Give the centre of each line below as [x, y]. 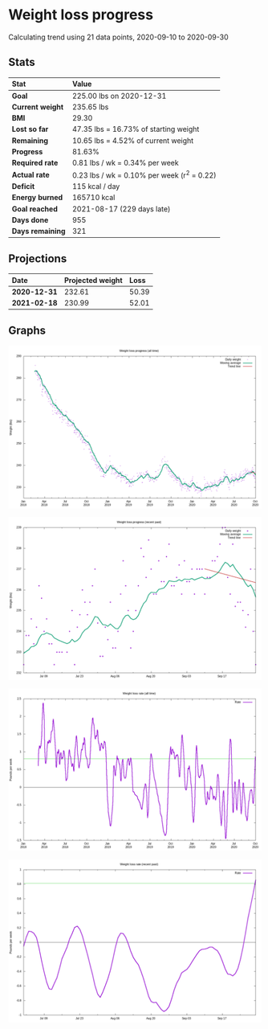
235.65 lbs [90, 107]
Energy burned [37, 198]
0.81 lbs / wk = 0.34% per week [125, 163]
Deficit [23, 187]
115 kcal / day [96, 187]
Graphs [27, 331]
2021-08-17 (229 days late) [121, 209]
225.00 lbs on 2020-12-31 [119, 96]
